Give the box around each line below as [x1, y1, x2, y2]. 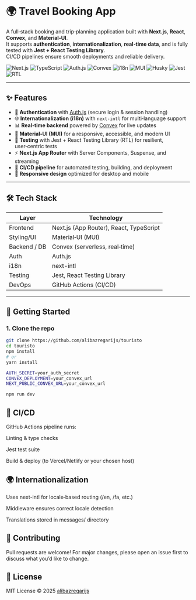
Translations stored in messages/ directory [6, 516, 109, 523]
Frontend [9, 223, 34, 231]
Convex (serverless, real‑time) [51, 243, 135, 251]
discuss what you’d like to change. [6, 555, 89, 562]
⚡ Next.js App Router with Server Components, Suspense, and [14, 149, 166, 156]
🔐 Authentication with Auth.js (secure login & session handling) [14, 108, 168, 115]
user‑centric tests [14, 142, 57, 149]
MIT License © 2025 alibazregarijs [6, 587, 89, 595]
